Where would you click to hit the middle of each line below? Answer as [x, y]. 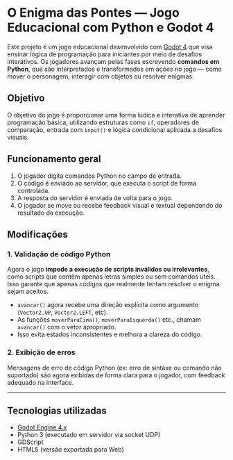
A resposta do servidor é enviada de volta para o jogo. [95, 198]
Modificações [37, 234]
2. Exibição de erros [41, 352]
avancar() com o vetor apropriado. [67, 327]
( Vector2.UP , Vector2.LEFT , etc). [62, 312]
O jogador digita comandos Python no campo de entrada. [99, 176]
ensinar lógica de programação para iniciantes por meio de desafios [105, 54]
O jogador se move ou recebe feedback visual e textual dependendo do [120, 205]
